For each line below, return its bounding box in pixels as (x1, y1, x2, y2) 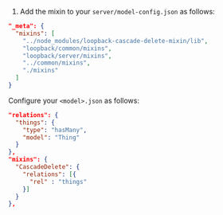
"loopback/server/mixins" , (22, 52, 112, 60)
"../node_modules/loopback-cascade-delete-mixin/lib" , (22, 37, 209, 45)
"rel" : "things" (29, 178, 88, 186)
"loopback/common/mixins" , (22, 44, 112, 53)
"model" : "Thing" (22, 133, 80, 142)
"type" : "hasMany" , (22, 126, 88, 134)
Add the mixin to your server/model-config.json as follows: (19, 7, 215, 16)
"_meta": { (8, 22, 45, 30)
